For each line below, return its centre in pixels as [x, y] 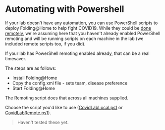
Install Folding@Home [35, 78]
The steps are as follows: [31, 68]
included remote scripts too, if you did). [45, 43]
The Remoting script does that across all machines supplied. [67, 98]
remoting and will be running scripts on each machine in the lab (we [74, 39]
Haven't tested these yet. [43, 122]
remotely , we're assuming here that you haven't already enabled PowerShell [83, 33]
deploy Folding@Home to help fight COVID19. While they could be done [78, 28]
